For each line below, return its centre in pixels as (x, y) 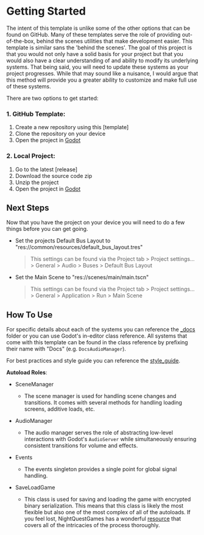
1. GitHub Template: (36, 114)
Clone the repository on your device (60, 134)
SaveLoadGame (35, 487)
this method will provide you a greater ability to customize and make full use (102, 80)
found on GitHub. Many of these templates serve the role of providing (93, 34)
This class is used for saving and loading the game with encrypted (107, 499)
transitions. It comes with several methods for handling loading (103, 403)
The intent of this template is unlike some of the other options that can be (98, 28)
